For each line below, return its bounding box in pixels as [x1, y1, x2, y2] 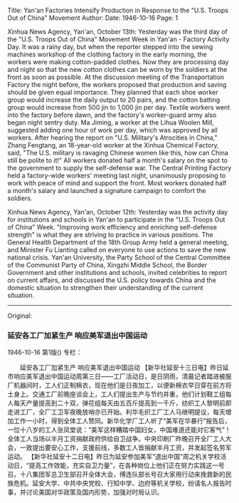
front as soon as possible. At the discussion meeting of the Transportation [7, 73, 225, 81]
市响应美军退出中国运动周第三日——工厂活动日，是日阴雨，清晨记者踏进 [7, 372, 219, 380]
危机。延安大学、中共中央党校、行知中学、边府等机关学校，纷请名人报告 [13, 479, 225, 487]
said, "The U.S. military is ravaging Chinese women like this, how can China [7, 149, 229, 157]
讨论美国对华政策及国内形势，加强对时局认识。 [26, 488, 164, 497]
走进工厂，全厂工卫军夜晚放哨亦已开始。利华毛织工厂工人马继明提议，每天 [7, 408, 225, 416]
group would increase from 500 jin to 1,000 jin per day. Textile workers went [7, 103, 230, 111]
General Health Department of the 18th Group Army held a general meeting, [7, 238, 229, 247]
